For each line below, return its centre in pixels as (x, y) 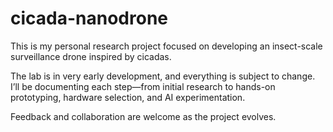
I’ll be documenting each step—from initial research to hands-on (143, 86)
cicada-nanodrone (89, 18)
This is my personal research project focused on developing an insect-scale (166, 46)
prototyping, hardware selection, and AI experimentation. (128, 97)
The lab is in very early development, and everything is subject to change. (163, 76)
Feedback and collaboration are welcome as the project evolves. (143, 116)
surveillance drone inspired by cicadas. (91, 56)
